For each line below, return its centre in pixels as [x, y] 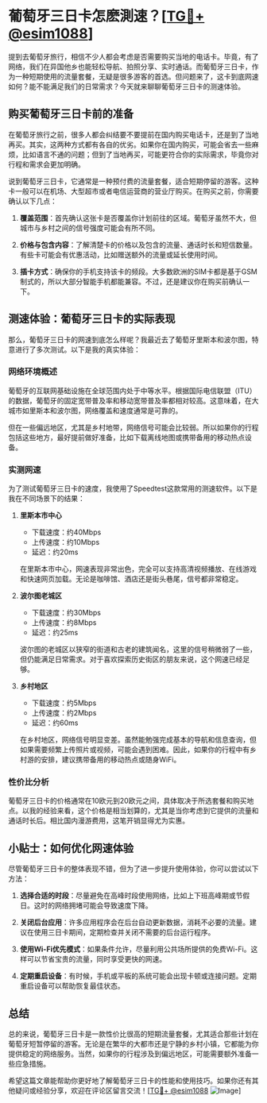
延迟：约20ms [55, 552]
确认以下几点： [33, 201]
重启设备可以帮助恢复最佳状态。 [72, 986]
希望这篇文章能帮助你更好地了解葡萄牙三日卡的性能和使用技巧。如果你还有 [130, 1081]
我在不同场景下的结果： [46, 499]
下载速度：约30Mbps [66, 613]
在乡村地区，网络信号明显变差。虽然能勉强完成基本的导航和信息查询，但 [138, 740]
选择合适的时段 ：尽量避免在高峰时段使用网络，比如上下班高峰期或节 [131, 896]
